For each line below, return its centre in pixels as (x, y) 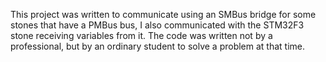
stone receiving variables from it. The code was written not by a (141, 35)
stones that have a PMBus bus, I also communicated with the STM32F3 (157, 25)
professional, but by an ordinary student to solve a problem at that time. (158, 46)
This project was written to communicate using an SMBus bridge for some (163, 14)
